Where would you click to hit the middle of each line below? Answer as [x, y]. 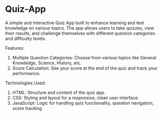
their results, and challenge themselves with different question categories [80, 33]
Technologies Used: [26, 83]
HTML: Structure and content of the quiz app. [59, 92]
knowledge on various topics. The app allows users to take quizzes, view [80, 28]
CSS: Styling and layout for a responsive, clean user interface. [76, 98]
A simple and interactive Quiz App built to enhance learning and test [75, 23]
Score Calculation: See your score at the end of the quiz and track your [85, 68]
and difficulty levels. [26, 39]
